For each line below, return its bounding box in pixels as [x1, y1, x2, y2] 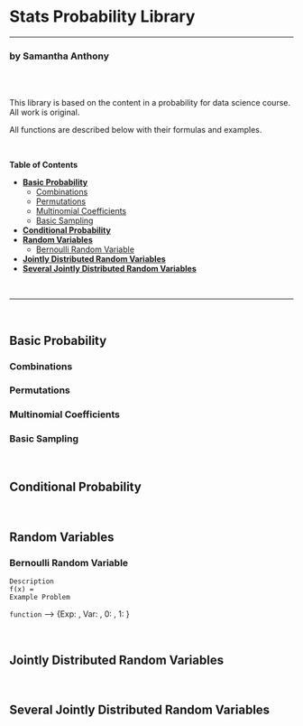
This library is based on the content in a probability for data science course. [9, 98, 291, 108]
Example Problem [9, 593, 70, 602]
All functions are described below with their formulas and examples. [9, 125, 262, 135]
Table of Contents [9, 160, 78, 171]
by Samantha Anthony [9, 50, 110, 62]
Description [9, 577, 54, 586]
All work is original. [9, 107, 80, 118]
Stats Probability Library [9, 6, 196, 27]
